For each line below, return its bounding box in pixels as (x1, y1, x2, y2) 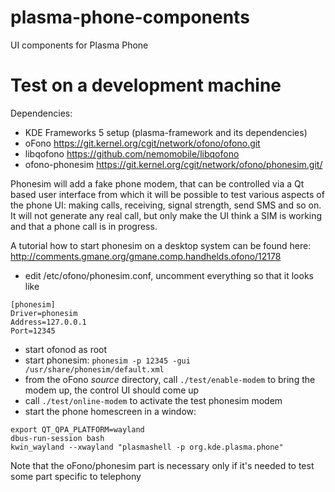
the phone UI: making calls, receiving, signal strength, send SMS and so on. (10, 199, 322, 211)
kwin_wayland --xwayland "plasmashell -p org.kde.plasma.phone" (10, 442, 284, 452)
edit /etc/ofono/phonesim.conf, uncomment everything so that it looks (24, 269, 314, 281)
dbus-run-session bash (10, 433, 105, 443)
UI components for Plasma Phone (10, 39, 149, 51)
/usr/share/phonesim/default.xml (24, 364, 165, 375)
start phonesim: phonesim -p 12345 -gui (24, 354, 191, 366)
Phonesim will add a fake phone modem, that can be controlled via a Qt (10, 177, 305, 190)
